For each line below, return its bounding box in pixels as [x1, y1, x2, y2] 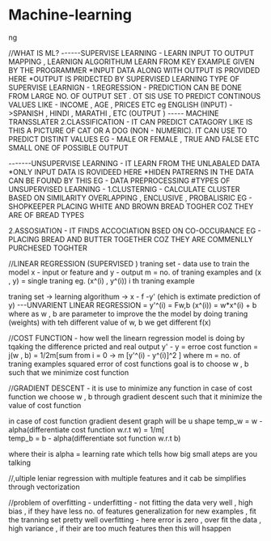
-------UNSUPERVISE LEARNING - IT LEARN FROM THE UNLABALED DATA [8, 158, 260, 168]
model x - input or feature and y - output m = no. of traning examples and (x [8, 267, 261, 277]
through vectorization [8, 482, 80, 492]
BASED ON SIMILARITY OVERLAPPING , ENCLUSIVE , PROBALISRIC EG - [8, 193, 252, 202]
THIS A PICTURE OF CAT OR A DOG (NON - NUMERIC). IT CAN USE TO [8, 126, 248, 135]
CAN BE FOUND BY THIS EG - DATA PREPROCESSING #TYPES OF [8, 176, 231, 185]
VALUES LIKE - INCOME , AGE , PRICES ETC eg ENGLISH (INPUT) [8, 100, 228, 109]
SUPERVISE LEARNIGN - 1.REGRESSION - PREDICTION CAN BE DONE [8, 83, 243, 92]
